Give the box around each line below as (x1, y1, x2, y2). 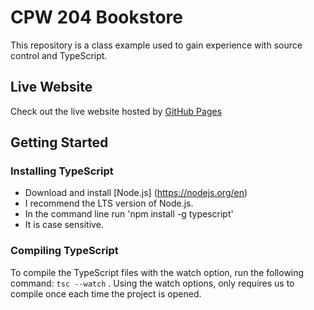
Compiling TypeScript (10, 244, 119, 258)
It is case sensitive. (24, 219, 104, 231)
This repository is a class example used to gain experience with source (10, 39, 303, 51)
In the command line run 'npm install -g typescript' (24, 208, 234, 220)
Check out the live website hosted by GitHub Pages (10, 105, 223, 117)
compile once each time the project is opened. (10, 287, 202, 300)
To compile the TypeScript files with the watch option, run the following (10, 266, 305, 278)
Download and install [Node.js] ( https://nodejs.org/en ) (24, 187, 248, 199)
